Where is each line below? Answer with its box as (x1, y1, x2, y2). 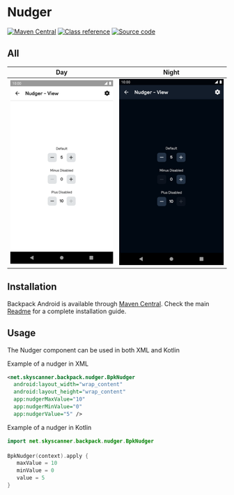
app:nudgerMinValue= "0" (13, 403, 82, 410)
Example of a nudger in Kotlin (7, 423, 92, 431)
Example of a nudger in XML (7, 359, 89, 368)
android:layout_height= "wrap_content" (13, 389, 127, 396)
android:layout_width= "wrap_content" (13, 381, 123, 388)
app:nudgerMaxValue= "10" (13, 396, 86, 403)
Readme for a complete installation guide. (7, 307, 127, 315)
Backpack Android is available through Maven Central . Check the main (7, 299, 210, 308)
